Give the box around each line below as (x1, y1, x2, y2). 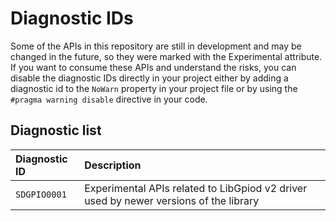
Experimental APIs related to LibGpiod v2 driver (84, 181, 308, 195)
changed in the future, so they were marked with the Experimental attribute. (10, 50, 323, 62)
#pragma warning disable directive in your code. (10, 93, 208, 105)
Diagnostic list (10, 122, 102, 139)
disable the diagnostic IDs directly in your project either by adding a (10, 72, 289, 84)
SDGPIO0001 (15, 188, 67, 200)
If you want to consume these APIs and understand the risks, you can (10, 61, 297, 73)
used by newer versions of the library (84, 193, 260, 207)
